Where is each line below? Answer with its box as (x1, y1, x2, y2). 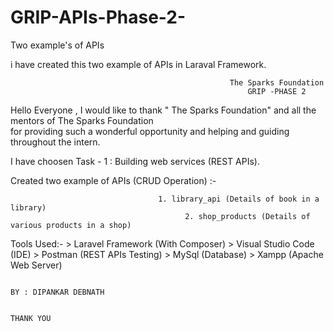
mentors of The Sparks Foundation (10, 114, 154, 126)
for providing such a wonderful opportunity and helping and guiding (10, 125, 290, 137)
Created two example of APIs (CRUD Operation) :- (10, 174, 217, 186)
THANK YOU (10, 313, 52, 323)
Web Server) (10, 259, 63, 271)
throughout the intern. (10, 136, 101, 148)
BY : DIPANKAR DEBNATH (10, 287, 105, 297)
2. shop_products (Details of (184, 211, 311, 221)
